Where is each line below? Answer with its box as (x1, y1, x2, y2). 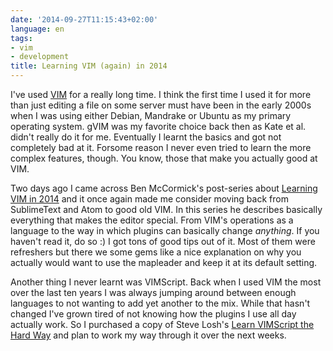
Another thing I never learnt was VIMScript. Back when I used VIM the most (10, 276, 322, 288)
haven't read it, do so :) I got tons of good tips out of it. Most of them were (10, 236, 316, 247)
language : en (10, 24, 65, 34)
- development (10, 52, 70, 62)
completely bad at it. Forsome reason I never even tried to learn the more (10, 142, 312, 153)
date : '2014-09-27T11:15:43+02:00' (10, 14, 159, 25)
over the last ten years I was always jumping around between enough (10, 287, 297, 298)
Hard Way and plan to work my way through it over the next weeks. (10, 329, 287, 341)
